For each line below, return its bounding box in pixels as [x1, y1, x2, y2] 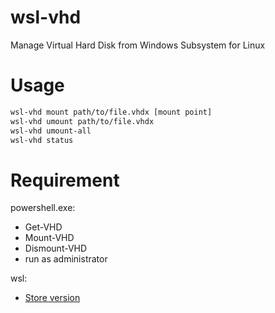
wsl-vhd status [10, 135, 74, 145]
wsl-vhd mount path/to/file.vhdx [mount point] [10, 107, 213, 117]
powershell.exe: [10, 202, 76, 214]
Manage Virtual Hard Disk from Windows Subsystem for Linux [10, 39, 266, 51]
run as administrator [24, 253, 108, 265]
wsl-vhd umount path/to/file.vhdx [10, 116, 155, 126]
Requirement [10, 169, 120, 191]
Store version [24, 292, 81, 304]
